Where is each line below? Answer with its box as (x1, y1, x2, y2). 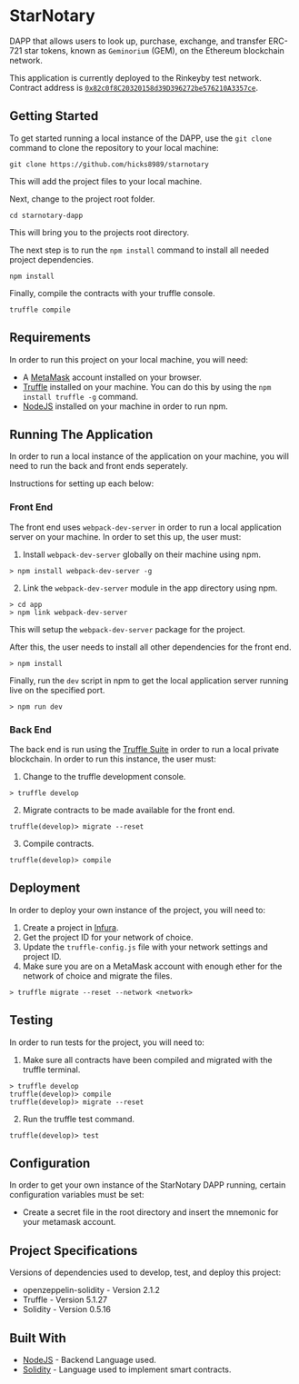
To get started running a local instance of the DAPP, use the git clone (9, 133, 273, 144)
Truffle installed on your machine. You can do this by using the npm (22, 381, 272, 392)
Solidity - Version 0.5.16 (22, 1304, 112, 1315)
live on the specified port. (9, 684, 105, 695)
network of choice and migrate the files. (22, 970, 173, 981)
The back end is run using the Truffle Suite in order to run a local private (9, 743, 280, 754)
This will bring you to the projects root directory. (9, 226, 190, 237)
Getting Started (9, 108, 99, 124)
